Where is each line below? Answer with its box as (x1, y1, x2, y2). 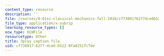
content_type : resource (5, 7, 54, 12)
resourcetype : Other (5, 35, 47, 39)
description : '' (5, 12, 38, 17)
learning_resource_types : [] (5, 25, 64, 30)
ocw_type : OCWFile (5, 30, 42, 35)
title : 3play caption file (5, 39, 60, 44)
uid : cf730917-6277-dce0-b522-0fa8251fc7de (5, 43, 95, 48)
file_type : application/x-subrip (5, 20, 73, 26)
